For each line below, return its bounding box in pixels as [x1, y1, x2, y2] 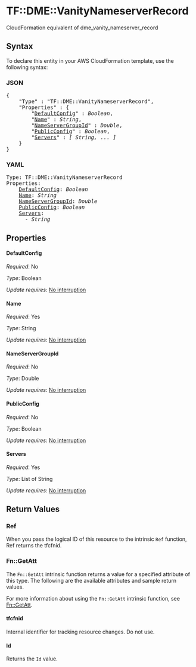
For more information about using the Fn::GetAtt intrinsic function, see [6, 595, 181, 602]
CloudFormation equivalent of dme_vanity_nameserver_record [6, 24, 158, 31]
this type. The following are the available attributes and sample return [6, 577, 177, 584]
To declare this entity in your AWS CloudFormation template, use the [6, 57, 174, 64]
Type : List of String [6, 475, 53, 482]
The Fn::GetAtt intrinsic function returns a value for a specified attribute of [6, 570, 191, 578]
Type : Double [6, 375, 39, 382]
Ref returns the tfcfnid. [6, 542, 62, 549]
